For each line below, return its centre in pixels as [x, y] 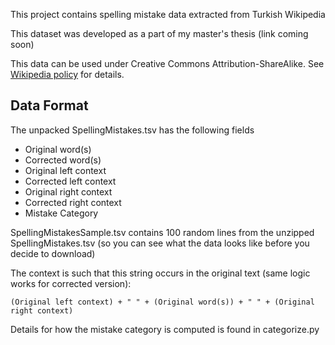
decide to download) [53, 253]
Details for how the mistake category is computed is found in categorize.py [165, 329]
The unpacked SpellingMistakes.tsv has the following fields [132, 130]
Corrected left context [70, 181]
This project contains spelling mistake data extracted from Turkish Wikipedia [168, 14]
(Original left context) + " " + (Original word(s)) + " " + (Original [162, 302]
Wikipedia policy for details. [67, 74]
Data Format [49, 105]
